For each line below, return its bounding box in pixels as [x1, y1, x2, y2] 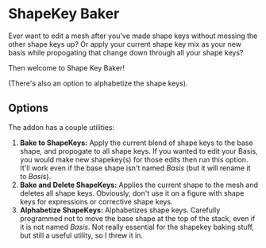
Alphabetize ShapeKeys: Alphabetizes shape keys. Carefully [19, 205, 221, 215]
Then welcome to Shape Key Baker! [8, 63, 125, 72]
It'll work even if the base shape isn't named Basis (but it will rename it [19, 163, 251, 173]
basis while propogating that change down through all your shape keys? [8, 48, 244, 57]
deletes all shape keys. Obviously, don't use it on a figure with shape [19, 188, 245, 198]
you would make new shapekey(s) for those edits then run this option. [19, 155, 249, 164]
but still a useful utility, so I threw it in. [19, 231, 143, 240]
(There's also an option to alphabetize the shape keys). [8, 78, 188, 88]
